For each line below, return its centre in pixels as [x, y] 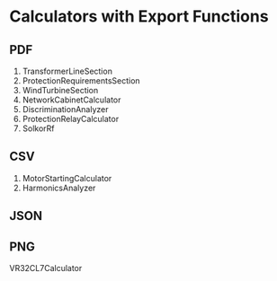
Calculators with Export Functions [139, 17]
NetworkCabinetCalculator [71, 100]
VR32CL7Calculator [46, 268]
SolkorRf [39, 128]
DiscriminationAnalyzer [65, 109]
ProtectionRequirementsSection [81, 81]
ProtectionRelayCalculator [71, 119]
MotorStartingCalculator [67, 178]
